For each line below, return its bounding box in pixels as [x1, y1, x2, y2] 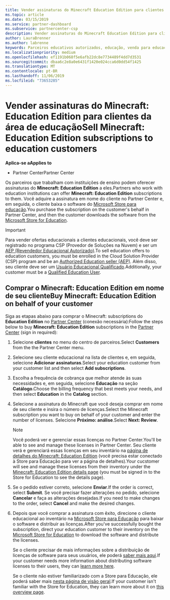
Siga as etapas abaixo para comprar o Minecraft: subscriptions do [5, 313, 143, 319]
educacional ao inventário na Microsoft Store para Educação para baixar [12, 515, 164, 521]
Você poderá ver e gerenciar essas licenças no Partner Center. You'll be [12, 436, 162, 442]
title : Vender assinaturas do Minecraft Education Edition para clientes [5, 7, 164, 13]
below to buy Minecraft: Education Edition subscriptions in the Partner [5, 324, 154, 330]
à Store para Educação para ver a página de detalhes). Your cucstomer [12, 458, 160, 464]
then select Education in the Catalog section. [12, 391, 108, 397]
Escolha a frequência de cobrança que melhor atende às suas [12, 374, 142, 381]
